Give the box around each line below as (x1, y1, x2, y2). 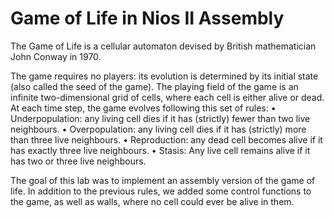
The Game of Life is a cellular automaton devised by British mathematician (10, 40, 317, 52)
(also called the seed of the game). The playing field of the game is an (10, 80, 299, 92)
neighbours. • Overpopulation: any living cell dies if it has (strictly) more (10, 123, 307, 135)
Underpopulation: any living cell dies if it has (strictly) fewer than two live (10, 112, 311, 124)
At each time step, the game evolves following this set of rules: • (10, 102, 277, 114)
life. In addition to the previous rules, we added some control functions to (10, 185, 312, 197)
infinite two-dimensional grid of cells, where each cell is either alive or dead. (10, 91, 325, 103)
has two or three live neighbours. (10, 155, 147, 167)
